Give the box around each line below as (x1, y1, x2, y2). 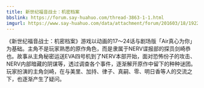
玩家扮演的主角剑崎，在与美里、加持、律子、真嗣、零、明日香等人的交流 (6, 68, 187, 75)
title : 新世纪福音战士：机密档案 (6, 8, 80, 15)
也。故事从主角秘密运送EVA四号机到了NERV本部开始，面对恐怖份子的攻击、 (6, 53, 196, 60)
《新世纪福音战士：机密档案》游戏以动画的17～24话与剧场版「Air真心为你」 (6, 38, 195, 45)
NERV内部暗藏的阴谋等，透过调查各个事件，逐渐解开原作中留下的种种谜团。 (6, 60, 196, 67)
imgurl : (6, 20, 26, 26)
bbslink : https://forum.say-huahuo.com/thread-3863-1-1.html (6, 15, 165, 21)
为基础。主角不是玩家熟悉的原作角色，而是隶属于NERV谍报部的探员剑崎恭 (6, 45, 191, 52)
